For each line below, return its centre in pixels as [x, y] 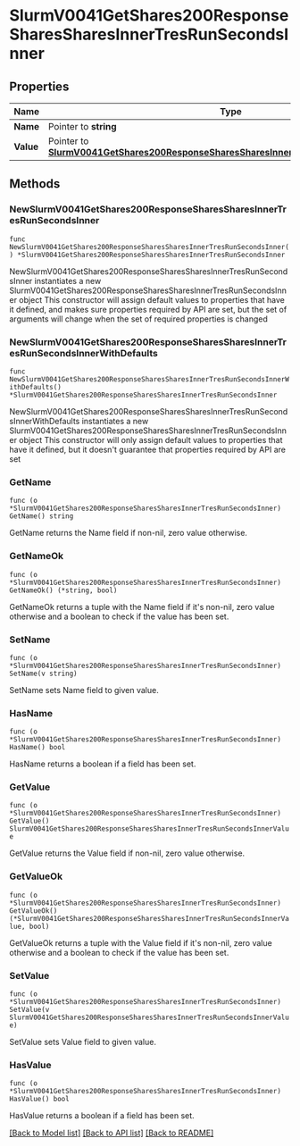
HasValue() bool [39, 1100]
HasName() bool [37, 748]
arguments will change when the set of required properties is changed [138, 319]
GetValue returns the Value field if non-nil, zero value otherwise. [127, 853]
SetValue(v [29, 1010]
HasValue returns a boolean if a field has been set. [102, 1116]
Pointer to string [83, 126]
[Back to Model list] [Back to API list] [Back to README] [112, 1133]
